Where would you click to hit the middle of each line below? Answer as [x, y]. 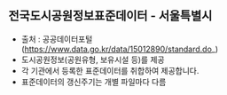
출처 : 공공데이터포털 [57, 39]
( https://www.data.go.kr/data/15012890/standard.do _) [120, 49]
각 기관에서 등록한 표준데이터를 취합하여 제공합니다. [110, 70]
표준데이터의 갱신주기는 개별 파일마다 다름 [94, 82]
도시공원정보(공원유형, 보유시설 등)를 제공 [93, 59]
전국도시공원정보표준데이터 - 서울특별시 [110, 16]
